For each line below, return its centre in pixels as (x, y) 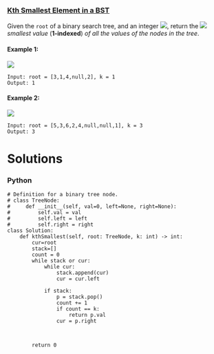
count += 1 (72, 303)
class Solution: (30, 231)
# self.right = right (51, 225)
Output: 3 (21, 132)
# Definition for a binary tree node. (63, 195)
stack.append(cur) (83, 273)
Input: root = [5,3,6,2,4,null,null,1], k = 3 (75, 125)
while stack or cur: (61, 261)
